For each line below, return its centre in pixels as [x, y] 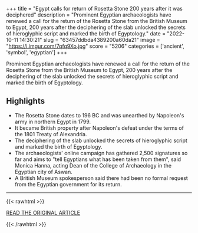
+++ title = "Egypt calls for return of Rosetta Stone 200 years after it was [94, 9]
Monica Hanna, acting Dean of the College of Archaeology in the [93, 165]
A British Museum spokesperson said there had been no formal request [101, 178]
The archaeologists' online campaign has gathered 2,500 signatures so [101, 153]
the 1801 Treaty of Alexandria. [51, 134]
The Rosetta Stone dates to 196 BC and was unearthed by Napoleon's [99, 115]
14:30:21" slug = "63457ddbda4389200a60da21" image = [90, 40]
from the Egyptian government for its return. [68, 184]
